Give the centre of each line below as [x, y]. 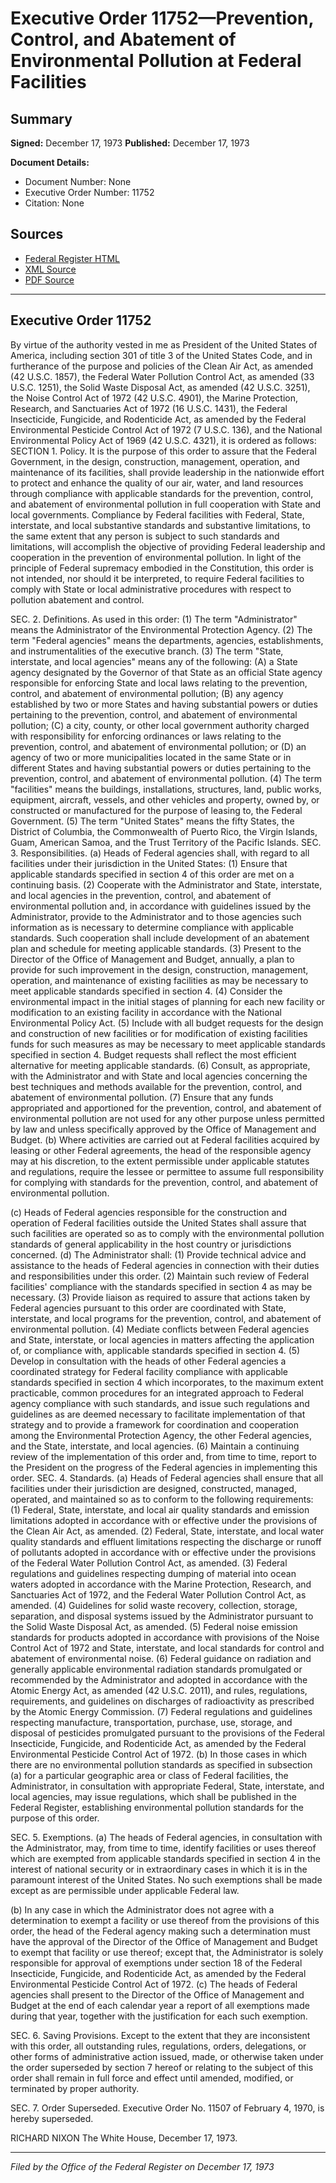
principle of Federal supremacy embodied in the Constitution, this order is [162, 568]
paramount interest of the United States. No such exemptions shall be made [166, 1879]
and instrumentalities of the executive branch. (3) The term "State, [147, 651]
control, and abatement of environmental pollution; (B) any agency [147, 693]
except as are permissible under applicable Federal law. [125, 1890]
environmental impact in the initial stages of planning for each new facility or [167, 1001]
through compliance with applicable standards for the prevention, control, [162, 493]
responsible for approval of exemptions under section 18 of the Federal [156, 1963]
